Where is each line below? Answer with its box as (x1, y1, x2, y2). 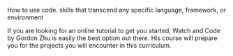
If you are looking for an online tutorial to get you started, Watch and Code (7, 27, 221, 35)
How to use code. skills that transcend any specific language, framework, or (7, 6, 227, 14)
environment (7, 13, 44, 21)
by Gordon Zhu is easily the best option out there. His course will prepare (7, 34, 218, 42)
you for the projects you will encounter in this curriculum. (7, 41, 172, 49)
